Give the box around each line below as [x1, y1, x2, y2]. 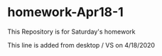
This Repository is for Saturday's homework [7, 27, 136, 36]
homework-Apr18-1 [7, 4, 124, 20]
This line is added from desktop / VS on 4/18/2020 [7, 41, 155, 49]
